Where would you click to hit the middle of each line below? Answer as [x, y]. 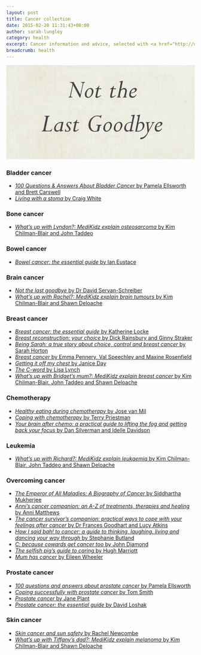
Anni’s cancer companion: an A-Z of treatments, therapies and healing [102, 506]
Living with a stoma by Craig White [58, 199]
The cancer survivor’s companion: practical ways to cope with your [98, 519]
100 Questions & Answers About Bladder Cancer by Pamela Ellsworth [100, 186]
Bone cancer [25, 214]
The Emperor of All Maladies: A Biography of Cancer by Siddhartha [98, 493]
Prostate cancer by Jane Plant [52, 598]
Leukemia [21, 446]
